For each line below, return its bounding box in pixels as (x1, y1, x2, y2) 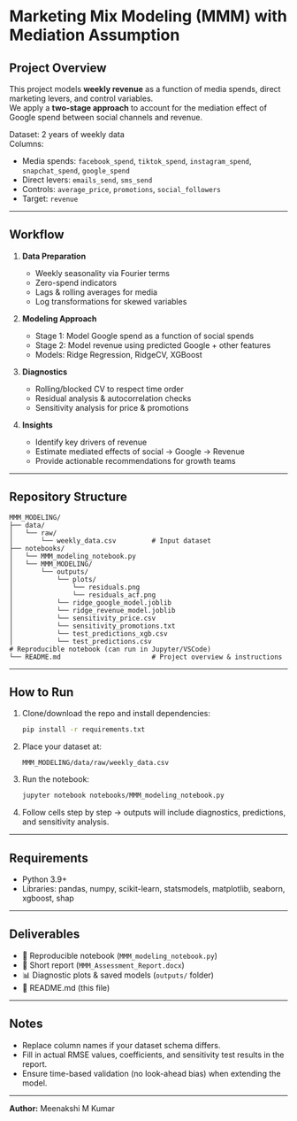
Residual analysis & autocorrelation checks (34, 392, 192, 404)
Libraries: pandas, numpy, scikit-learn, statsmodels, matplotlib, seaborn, (21, 884, 286, 893)
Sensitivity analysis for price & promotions (34, 402, 189, 413)
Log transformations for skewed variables (34, 296, 187, 306)
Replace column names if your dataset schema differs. (21, 1040, 221, 1050)
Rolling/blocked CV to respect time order (34, 383, 184, 394)
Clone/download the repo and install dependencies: (21, 708, 210, 719)
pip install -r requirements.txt (21, 725, 146, 734)
